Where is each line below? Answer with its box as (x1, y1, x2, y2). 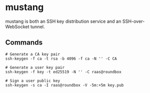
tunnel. (30, 23, 45, 29)
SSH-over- (122, 18, 145, 24)
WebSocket (5, 23, 29, 29)
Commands (5, 38, 43, 47)
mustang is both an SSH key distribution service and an (5, 18, 122, 24)
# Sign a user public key (5, 78, 60, 83)
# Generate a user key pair (5, 65, 65, 70)
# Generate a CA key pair (5, 52, 60, 57)
